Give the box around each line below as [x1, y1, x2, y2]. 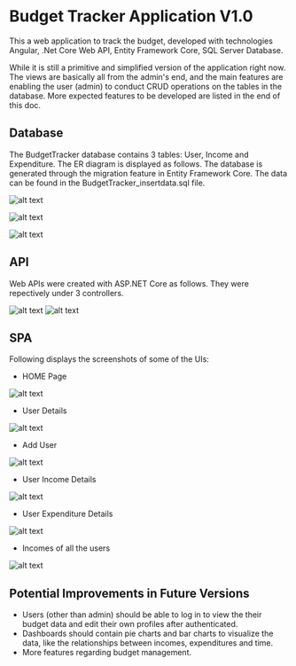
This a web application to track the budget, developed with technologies [9, 35, 273, 46]
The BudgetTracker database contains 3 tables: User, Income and [9, 149, 249, 160]
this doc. [9, 99, 42, 110]
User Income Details [21, 474, 97, 485]
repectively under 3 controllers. [9, 287, 124, 298]
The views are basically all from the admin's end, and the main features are [9, 71, 284, 82]
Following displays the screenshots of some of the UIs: [9, 354, 210, 364]
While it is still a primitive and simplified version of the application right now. [9, 62, 286, 73]
